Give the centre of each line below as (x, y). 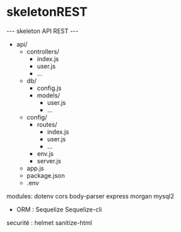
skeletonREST (47, 12)
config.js (49, 88)
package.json (46, 175)
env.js (45, 153)
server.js (49, 161)
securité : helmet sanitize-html (49, 222)
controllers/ (43, 51)
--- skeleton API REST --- (43, 31)
